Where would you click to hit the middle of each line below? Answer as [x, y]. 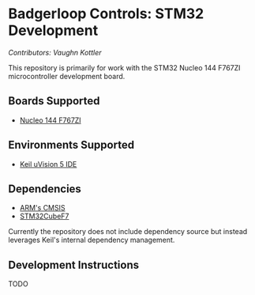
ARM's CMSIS [42, 208]
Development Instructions [74, 265]
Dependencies [45, 189]
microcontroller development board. [67, 76]
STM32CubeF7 [44, 216]
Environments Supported [71, 145]
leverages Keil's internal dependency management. [92, 240]
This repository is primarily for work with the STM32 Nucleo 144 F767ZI [124, 67]
